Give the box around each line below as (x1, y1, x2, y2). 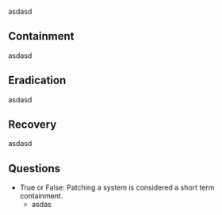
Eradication (8, 74, 67, 87)
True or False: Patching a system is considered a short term (19, 182, 215, 193)
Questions (8, 162, 61, 175)
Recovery (8, 118, 57, 132)
